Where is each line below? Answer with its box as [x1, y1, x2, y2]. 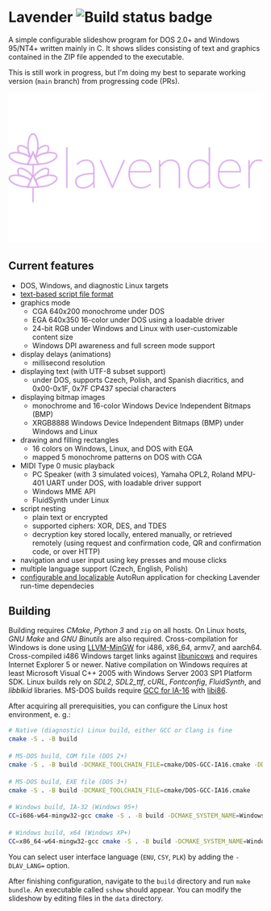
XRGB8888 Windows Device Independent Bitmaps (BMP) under [31, 418, 244, 427]
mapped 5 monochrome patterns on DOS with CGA [31, 452, 203, 462]
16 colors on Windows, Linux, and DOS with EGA [31, 443, 194, 453]
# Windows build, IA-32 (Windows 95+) [8, 804, 139, 812]
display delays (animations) [19, 349, 111, 359]
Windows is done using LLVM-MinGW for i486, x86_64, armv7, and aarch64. [8, 643, 262, 653]
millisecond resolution [31, 358, 106, 367]
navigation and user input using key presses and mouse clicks [19, 555, 227, 565]
